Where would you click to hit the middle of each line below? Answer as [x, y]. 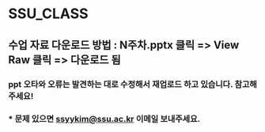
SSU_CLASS [48, 14]
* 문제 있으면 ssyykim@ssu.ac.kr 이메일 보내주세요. [104, 119]
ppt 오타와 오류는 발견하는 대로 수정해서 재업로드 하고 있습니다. [121, 84]
